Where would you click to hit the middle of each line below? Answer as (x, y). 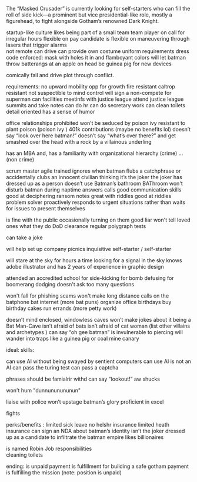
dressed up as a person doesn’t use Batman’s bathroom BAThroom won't (95, 183)
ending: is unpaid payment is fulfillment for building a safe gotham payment (98, 466)
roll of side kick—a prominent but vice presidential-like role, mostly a (89, 15)
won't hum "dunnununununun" (44, 390)
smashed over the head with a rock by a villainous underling (79, 142)
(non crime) (20, 159)
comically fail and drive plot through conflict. (60, 75)
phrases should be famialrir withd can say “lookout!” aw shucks (83, 379)
